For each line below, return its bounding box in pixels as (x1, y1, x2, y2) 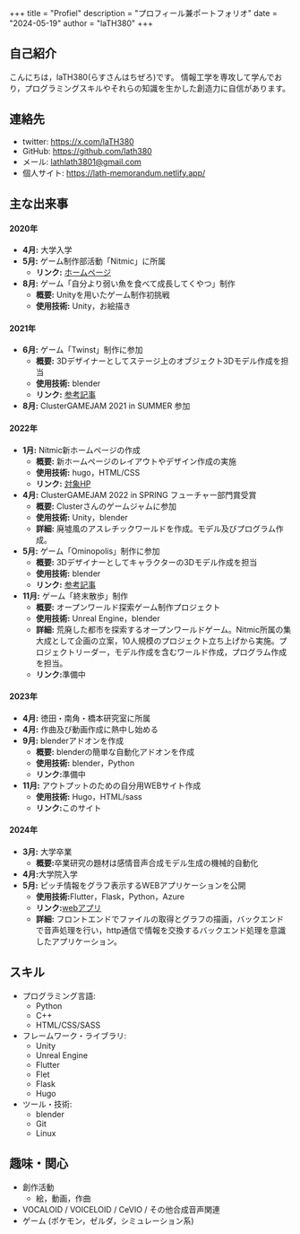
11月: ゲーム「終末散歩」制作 (21, 591, 129, 601)
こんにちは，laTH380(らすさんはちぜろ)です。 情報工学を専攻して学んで (9, 71, 275, 83)
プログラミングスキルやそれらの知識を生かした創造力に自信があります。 (24, 83, 291, 93)
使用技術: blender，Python (35, 757, 135, 768)
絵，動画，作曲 (35, 1193, 91, 1203)
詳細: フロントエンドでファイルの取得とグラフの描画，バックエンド (35, 914, 285, 924)
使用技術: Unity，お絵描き (35, 301, 132, 311)
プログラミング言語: (21, 990, 96, 1001)
